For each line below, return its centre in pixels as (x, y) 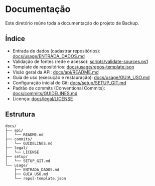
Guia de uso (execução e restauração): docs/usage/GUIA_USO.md (81, 77)
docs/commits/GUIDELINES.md (45, 93)
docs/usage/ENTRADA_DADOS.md (49, 56)
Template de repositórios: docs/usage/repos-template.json (73, 66)
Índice (15, 39)
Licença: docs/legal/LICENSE (43, 98)
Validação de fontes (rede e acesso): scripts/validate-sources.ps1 (80, 61)
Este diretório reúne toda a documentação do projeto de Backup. (72, 23)
